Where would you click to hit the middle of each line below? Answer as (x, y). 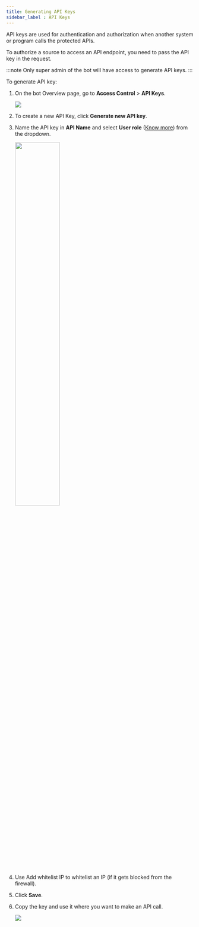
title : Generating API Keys (41, 12)
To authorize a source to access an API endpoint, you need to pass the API (97, 52)
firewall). (26, 883)
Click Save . (29, 895)
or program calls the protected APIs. (50, 41)
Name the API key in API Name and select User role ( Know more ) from (101, 127)
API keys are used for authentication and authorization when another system (100, 34)
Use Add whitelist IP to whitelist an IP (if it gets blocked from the (93, 877)
